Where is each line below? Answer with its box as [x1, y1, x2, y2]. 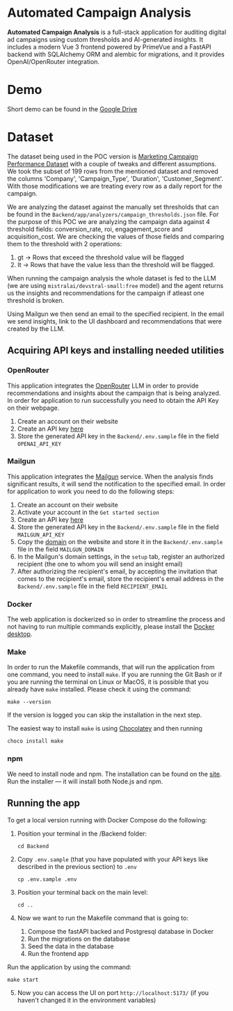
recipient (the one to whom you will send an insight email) [17, 559, 183, 568]
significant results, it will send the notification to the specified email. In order [7, 479, 226, 488]
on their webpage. [7, 404, 60, 412]
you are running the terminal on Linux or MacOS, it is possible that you [7, 678, 209, 686]
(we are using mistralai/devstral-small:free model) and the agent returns [7, 281, 224, 289]
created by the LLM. [7, 324, 65, 333]
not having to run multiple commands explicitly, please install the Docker [7, 623, 215, 631]
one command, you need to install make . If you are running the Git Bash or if [7, 670, 223, 679]
